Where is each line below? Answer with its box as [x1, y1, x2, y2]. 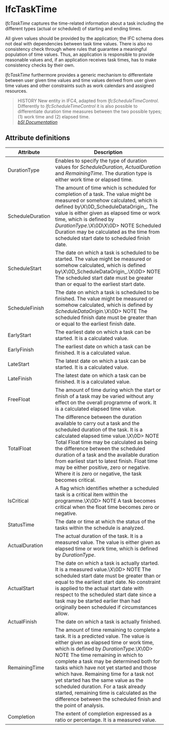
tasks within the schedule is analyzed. [55, 524, 145, 531]
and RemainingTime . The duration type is [55, 170, 152, 177]
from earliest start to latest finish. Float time [55, 457, 158, 464]
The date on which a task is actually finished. [55, 618, 161, 625]
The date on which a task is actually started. [55, 559, 159, 566]
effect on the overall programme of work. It [55, 399, 157, 406]
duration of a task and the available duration [55, 451, 159, 458]
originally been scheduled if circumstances [55, 604, 157, 611]
